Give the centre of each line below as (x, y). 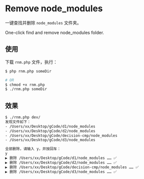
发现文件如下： (18, 122)
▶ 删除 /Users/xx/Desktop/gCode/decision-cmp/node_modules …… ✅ (72, 167)
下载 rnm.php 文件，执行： (31, 62)
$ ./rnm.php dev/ (23, 117)
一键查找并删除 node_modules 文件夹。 (43, 23)
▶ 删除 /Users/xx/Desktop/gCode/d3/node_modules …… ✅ (61, 172)
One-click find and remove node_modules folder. (55, 32)
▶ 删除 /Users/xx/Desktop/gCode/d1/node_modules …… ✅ (61, 158)
